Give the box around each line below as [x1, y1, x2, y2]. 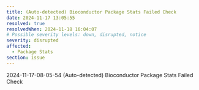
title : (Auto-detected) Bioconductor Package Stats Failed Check [6, 9, 176, 15]
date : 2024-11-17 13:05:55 [6, 15, 75, 21]
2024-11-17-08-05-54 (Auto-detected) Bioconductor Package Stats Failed [6, 71, 193, 78]
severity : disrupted [6, 37, 59, 43]
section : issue [6, 54, 45, 61]
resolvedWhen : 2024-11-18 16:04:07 [6, 26, 97, 32]
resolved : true [6, 20, 45, 26]
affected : [6, 43, 32, 50]
